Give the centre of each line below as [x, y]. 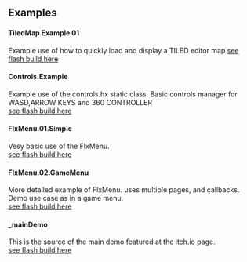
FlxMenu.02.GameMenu [49, 173]
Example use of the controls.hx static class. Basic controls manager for [123, 94]
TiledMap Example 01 [44, 33]
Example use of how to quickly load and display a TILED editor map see [123, 50]
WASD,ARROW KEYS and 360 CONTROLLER [80, 102]
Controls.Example [38, 77]
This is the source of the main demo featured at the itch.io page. [112, 242]
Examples [33, 13]
